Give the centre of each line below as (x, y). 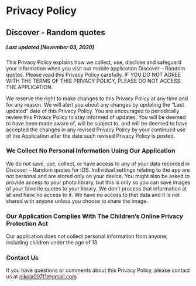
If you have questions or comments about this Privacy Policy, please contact (98, 270)
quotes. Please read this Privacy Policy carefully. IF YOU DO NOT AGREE (94, 74)
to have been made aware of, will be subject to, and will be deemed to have (97, 123)
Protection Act (27, 223)
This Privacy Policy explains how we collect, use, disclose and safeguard (94, 62)
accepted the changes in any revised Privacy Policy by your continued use (96, 130)
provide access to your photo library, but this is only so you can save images (98, 182)
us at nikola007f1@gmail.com (42, 277)
